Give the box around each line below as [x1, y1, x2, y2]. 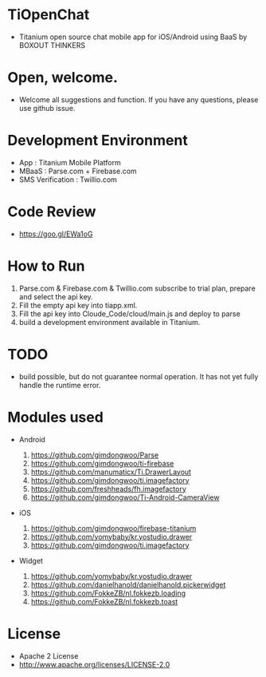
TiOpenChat [7, 6, 90, 24]
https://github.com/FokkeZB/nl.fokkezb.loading [30, 588, 186, 598]
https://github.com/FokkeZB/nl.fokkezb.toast [30, 596, 178, 606]
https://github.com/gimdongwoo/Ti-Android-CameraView [30, 493, 220, 502]
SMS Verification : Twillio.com [18, 174, 117, 184]
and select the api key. [18, 291, 93, 301]
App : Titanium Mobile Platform [18, 157, 121, 167]
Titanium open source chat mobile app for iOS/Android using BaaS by [18, 32, 248, 42]
